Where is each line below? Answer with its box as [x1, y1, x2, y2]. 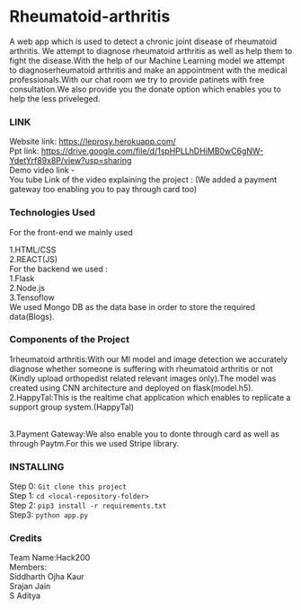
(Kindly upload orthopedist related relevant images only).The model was [9, 373, 277, 384]
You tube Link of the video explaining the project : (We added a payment [9, 174, 278, 185]
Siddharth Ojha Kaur [9, 571, 84, 582]
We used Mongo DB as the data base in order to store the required [9, 301, 256, 312]
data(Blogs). [9, 311, 56, 322]
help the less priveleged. [9, 93, 101, 104]
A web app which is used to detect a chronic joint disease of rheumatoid [9, 36, 278, 47]
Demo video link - [9, 164, 75, 176]
